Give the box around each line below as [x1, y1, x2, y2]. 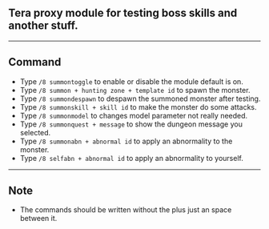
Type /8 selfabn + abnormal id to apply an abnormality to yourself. [19, 153, 244, 163]
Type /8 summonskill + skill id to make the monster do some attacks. [19, 102, 257, 111]
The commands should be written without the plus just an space [19, 205, 232, 215]
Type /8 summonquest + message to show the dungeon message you [19, 119, 243, 129]
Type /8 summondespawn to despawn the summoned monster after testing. [19, 94, 261, 103]
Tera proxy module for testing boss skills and [8, 6, 238, 20]
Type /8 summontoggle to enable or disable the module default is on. [19, 76, 244, 86]
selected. [19, 127, 51, 137]
